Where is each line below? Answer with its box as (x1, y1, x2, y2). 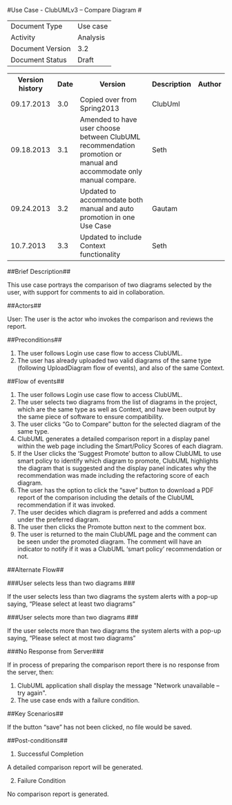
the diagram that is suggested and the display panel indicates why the (17, 464, 217, 472)
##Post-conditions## (7, 737, 68, 744)
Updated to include (79, 232, 142, 241)
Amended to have (79, 115, 137, 124)
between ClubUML (79, 132, 141, 141)
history (18, 84, 43, 93)
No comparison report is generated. (7, 790, 109, 798)
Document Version (10, 44, 71, 53)
